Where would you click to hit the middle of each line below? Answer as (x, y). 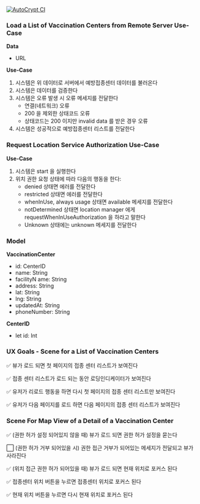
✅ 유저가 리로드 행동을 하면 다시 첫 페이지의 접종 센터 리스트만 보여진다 (91, 392)
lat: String (27, 292)
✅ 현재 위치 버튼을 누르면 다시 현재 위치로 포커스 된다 (70, 495)
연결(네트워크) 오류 (47, 106)
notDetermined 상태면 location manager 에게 (80, 209)
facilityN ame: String (41, 279)
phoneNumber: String (43, 311)
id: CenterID (30, 266)
